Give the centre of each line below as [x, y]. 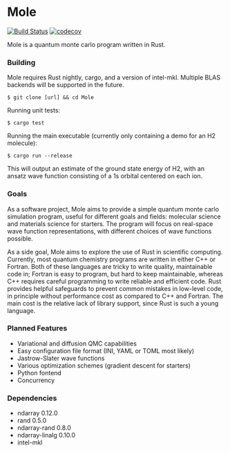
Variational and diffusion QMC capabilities [77, 343]
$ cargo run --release [40, 156]
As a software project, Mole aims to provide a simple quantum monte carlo [113, 209]
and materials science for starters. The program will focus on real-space [110, 224]
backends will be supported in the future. [66, 85]
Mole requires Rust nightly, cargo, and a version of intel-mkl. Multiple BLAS [114, 77]
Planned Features [37, 328]
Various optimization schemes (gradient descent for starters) [104, 365]
